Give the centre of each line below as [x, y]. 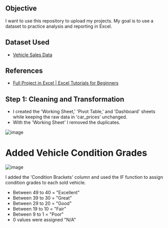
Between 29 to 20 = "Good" [42, 203]
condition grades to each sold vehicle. [46, 183]
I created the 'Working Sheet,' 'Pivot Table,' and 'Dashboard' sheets [84, 112]
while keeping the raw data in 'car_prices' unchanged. [70, 117]
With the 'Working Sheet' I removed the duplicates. [66, 122]
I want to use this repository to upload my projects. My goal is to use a [79, 20]
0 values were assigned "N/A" [44, 220]
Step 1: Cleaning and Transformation [65, 99]
